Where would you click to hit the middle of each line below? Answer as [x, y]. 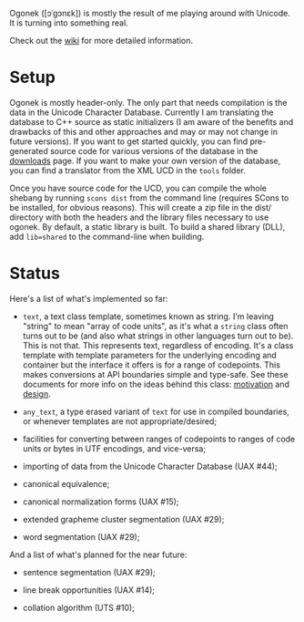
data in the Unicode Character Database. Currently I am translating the [142, 112]
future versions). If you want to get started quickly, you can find [129, 141]
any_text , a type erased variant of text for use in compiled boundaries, [156, 411]
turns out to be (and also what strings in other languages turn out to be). [158, 336]
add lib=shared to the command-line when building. [107, 236]
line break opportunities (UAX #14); [89, 590]
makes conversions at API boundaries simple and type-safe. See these [155, 374]
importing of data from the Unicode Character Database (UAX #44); [150, 466]
